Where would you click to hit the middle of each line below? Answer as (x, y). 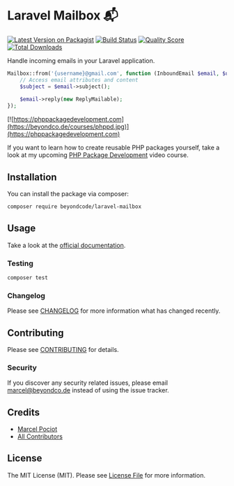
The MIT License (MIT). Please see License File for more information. (106, 475)
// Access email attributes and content (79, 80)
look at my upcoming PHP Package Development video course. (98, 155)
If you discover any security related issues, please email (88, 383)
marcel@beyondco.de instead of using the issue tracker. (88, 390)
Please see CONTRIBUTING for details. (63, 349)
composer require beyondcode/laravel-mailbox (74, 207)
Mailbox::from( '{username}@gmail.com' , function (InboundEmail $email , (113, 73)
